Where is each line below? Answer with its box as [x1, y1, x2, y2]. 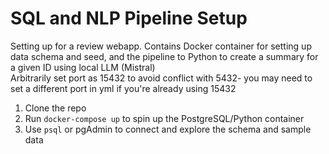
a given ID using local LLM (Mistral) [10, 61, 156, 73]
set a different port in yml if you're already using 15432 [10, 82, 237, 94]
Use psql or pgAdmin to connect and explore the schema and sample [24, 123, 312, 135]
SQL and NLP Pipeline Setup [10, 7, 248, 30]
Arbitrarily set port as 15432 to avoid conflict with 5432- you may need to [10, 72, 313, 84]
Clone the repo [24, 102, 87, 114]
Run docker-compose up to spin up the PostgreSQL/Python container [24, 112, 305, 124]
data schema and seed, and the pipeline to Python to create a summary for [10, 50, 319, 62]
